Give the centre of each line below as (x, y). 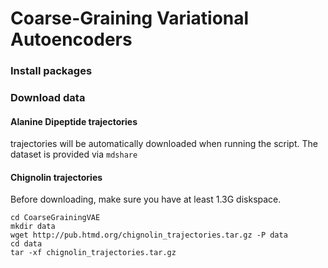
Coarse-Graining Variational (130, 18)
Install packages (51, 71)
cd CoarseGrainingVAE (55, 218)
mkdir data (33, 227)
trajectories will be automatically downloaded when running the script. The (164, 144)
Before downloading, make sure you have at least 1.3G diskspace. (146, 199)
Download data (48, 98)
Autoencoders (71, 39)
